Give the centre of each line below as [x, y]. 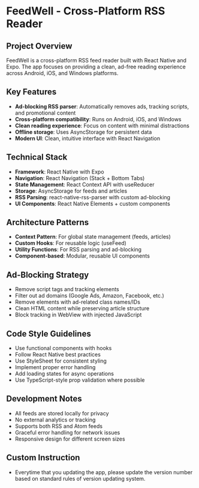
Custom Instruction [43, 458]
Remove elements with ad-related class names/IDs [78, 302]
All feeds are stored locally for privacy [62, 413]
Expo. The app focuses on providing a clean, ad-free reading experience [96, 67]
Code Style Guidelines [49, 333]
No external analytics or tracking [55, 420]
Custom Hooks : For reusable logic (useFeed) [71, 243]
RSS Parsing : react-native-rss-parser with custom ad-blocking [93, 197]
